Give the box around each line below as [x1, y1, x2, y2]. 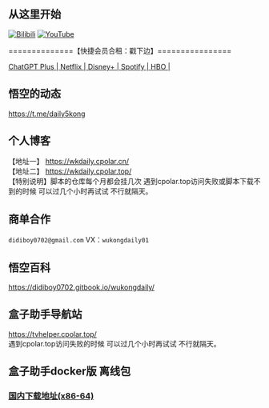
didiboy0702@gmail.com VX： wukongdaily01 [8, 235, 150, 245]
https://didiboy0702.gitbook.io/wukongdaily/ [8, 282, 155, 292]
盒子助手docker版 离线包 [8, 365, 131, 378]
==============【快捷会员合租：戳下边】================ [8, 46, 232, 55]
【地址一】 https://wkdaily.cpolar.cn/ [8, 157, 130, 166]
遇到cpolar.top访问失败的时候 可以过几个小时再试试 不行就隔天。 [8, 338, 221, 348]
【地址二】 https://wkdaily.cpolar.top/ [8, 166, 132, 176]
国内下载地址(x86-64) [8, 390, 94, 402]
